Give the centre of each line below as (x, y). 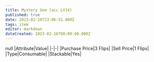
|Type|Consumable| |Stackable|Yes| (43, 54)
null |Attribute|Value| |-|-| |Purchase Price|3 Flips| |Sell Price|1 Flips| (77, 48)
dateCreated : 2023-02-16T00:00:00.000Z (48, 34)
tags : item (17, 24)
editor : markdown (24, 29)
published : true (23, 15)
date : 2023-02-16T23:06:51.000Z (40, 19)
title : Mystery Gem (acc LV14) (39, 10)
